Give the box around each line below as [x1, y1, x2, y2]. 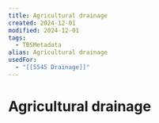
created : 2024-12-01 [8, 19, 77, 27]
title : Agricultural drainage [8, 11, 108, 20]
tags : [8, 33, 26, 42]
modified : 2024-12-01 [8, 26, 80, 34]
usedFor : [8, 56, 37, 64]
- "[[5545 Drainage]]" [15, 63, 90, 71]
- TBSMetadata [15, 41, 62, 49]
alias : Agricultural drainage [8, 48, 108, 56]
